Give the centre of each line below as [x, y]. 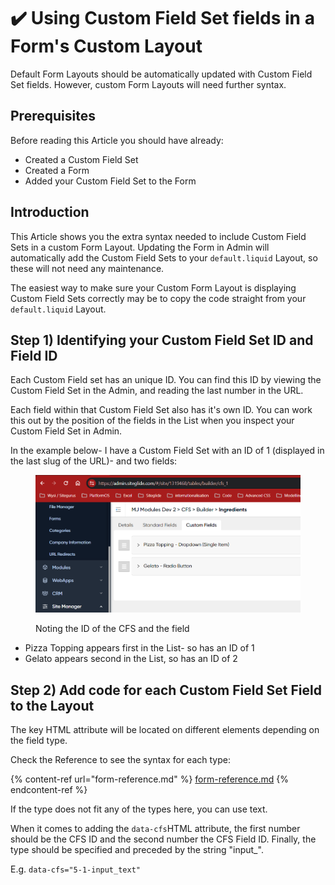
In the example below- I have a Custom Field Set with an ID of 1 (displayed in [167, 451]
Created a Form [57, 170]
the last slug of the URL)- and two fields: [94, 461]
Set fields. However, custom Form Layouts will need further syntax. [148, 84]
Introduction [50, 212]
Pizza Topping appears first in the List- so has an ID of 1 [139, 648]
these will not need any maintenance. [87, 268]
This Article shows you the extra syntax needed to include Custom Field [158, 236]
